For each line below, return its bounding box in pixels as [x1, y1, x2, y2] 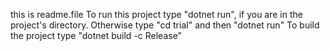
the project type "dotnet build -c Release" [10, 30, 183, 41]
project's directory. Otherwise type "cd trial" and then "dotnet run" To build [10, 19, 320, 31]
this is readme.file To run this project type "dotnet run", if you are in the [10, 9, 303, 20]
